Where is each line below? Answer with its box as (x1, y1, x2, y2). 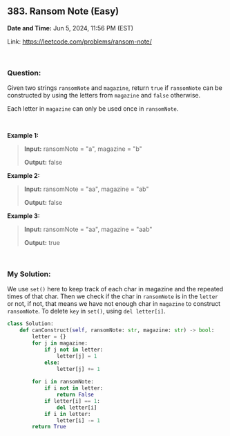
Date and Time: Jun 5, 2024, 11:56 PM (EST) (7, 24, 133, 32)
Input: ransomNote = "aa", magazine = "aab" (23, 225, 153, 234)
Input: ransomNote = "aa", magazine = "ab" (23, 185, 149, 193)
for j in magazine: (32, 340, 88, 347)
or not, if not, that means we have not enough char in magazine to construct (7, 300, 221, 308)
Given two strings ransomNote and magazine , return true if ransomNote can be (7, 84, 222, 92)
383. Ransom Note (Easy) (7, 6, 119, 17)
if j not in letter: (44, 346, 104, 353)
